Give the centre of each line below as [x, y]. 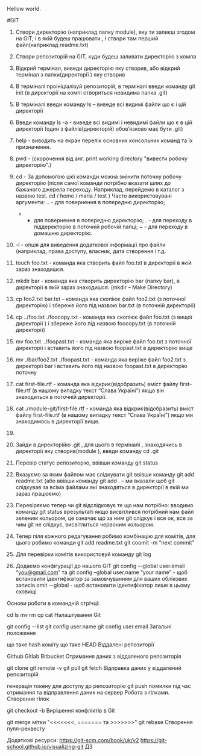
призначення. [33, 147]
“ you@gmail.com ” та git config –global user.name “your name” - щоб [101, 572]
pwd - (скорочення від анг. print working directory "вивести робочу [101, 158]
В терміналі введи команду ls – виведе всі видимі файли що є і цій [101, 104]
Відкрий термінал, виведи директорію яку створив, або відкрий [98, 68]
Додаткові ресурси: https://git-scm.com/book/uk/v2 [73, 740]
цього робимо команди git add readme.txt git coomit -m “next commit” [105, 542]
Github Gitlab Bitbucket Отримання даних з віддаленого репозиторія [94, 656]
